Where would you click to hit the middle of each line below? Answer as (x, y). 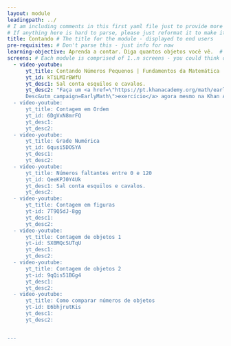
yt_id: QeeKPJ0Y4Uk (53, 179)
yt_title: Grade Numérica (62, 141)
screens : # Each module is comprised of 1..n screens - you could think (113, 58)
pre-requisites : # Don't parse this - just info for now (90, 45)
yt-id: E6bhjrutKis (53, 307)
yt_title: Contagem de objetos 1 (73, 237)
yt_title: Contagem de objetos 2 (73, 268)
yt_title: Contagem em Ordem (67, 109)
